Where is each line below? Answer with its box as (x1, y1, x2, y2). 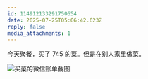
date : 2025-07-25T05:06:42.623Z (7, 17, 102, 24)
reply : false (7, 23, 46, 30)
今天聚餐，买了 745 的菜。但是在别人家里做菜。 (7, 50, 146, 58)
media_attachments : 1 (7, 29, 71, 37)
